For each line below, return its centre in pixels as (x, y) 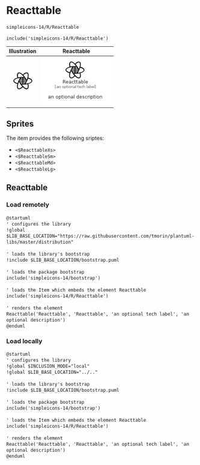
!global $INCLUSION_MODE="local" (48, 366)
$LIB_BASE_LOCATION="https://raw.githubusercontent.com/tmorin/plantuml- (101, 236)
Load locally (24, 341)
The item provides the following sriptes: (55, 138)
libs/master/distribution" (40, 242)
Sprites (20, 124)
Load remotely (28, 205)
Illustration (23, 51)
